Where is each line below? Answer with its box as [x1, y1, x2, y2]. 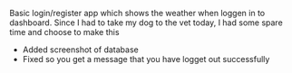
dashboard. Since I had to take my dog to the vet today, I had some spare [9, 17, 283, 28]
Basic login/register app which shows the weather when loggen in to [9, 8, 266, 18]
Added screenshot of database [22, 44, 139, 55]
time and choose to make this [9, 27, 120, 37]
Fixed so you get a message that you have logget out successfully [22, 54, 270, 64]
